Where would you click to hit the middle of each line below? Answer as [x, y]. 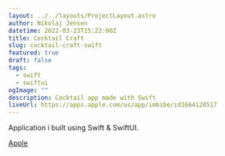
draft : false [30, 61]
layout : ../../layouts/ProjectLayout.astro [82, 16]
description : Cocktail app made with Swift [82, 98]
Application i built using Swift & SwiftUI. [74, 128]
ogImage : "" [28, 90]
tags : [17, 68]
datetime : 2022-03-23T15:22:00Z [62, 30]
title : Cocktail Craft [46, 38]
